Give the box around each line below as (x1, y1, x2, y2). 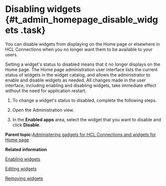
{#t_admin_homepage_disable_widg (5, 14, 158, 25)
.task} (20, 25, 46, 36)
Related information (5, 146, 47, 152)
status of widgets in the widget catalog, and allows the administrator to (5, 72, 151, 78)
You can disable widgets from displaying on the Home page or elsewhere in (5, 41, 160, 47)
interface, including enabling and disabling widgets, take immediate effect (5, 82, 157, 88)
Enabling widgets (5, 156, 41, 162)
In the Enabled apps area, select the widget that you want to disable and (12, 116, 162, 122)
